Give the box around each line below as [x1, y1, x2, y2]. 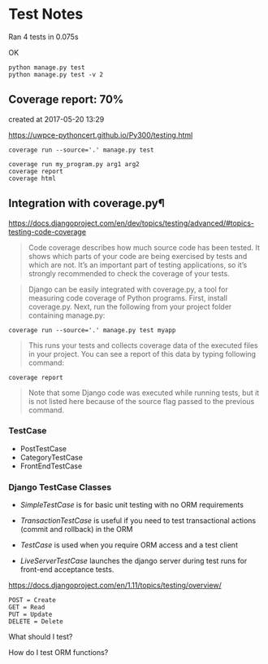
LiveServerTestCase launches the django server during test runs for [19, 556, 248, 566]
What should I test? [8, 632, 73, 642]
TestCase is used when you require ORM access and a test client [19, 540, 238, 550]
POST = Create [8, 596, 57, 605]
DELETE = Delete [8, 618, 63, 626]
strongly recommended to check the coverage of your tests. [28, 268, 230, 278]
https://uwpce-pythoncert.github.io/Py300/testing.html [8, 130, 193, 139]
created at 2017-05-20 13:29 [8, 114, 105, 124]
